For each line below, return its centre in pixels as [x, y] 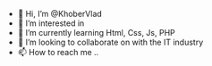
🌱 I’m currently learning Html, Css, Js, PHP [97, 33]
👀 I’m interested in [51, 23]
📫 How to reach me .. [58, 52]
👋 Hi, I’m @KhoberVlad [60, 14]
